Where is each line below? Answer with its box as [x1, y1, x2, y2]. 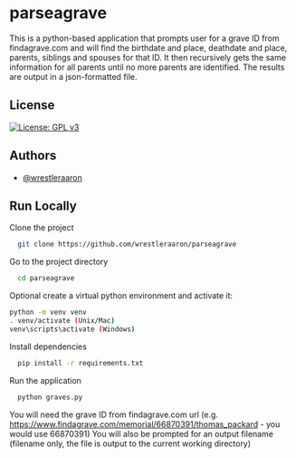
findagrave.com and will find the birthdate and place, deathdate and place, [9, 42, 288, 53]
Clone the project [9, 222, 74, 233]
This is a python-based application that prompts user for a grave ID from [9, 33, 280, 44]
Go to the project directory [9, 257, 109, 268]
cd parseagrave [17, 274, 75, 283]
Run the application [9, 375, 81, 385]
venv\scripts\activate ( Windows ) [9, 325, 136, 334]
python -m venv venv [9, 307, 88, 317]
